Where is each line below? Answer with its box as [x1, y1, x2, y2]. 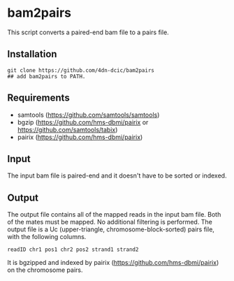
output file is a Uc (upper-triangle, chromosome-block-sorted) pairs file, [7, 225, 215, 233]
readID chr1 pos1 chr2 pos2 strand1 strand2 [7, 246, 139, 253]
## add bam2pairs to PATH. [7, 73, 86, 80]
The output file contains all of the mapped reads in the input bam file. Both [7, 210, 221, 219]
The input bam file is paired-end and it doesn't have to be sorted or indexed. [7, 171, 227, 180]
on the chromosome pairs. [7, 266, 83, 274]
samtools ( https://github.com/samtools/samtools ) [17, 110, 160, 119]
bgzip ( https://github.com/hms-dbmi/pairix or [17, 117, 149, 127]
